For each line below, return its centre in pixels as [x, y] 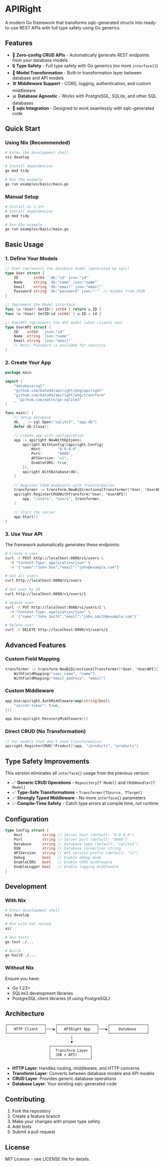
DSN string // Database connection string [67, 848]
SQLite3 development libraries [42, 993]
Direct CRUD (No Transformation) [46, 732]
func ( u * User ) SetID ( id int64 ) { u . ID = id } [53, 314]
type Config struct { [27, 830]
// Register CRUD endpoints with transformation [64, 485]
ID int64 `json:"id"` [40, 332]
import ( [14, 382]
